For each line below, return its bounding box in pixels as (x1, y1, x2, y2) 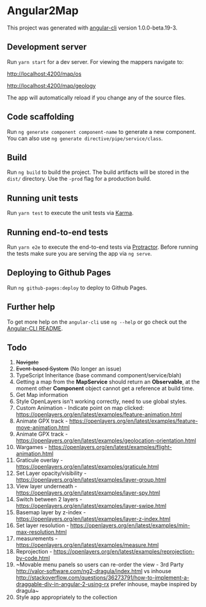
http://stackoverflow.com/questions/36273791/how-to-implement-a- (15, 574, 189, 581)
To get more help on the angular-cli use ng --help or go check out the (7, 318, 187, 326)
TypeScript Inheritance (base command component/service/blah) (15, 372, 181, 379)
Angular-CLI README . (7, 324, 63, 332)
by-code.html (15, 554, 50, 562)
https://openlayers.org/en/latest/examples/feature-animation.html (15, 411, 183, 418)
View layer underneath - (15, 483, 77, 490)
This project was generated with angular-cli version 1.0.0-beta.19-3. (7, 24, 178, 31)
